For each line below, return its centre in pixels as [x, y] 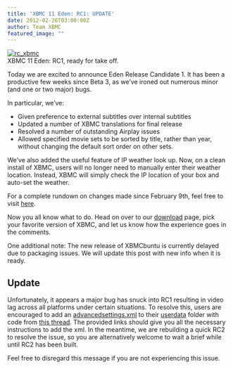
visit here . [22, 204]
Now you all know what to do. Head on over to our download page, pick [111, 217]
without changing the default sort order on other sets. [95, 147]
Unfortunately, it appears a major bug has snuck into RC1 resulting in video [115, 300]
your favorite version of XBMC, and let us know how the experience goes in [117, 225]
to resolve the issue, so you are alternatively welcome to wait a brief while [114, 337]
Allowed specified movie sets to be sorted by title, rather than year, [115, 139]
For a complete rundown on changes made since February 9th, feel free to [115, 196]
